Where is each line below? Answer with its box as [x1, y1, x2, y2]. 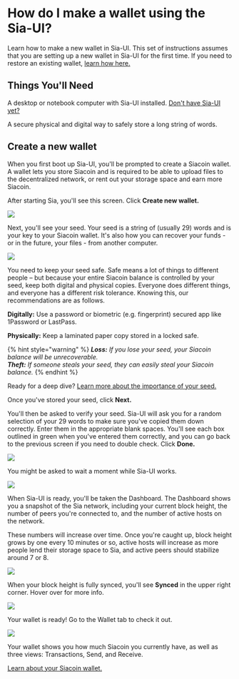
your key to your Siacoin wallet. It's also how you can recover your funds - [7, 230, 226, 240]
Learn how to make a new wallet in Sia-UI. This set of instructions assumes [7, 44, 228, 52]
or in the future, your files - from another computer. [7, 238, 158, 247]
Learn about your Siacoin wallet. [7, 663, 102, 672]
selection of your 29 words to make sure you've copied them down [7, 417, 205, 425]
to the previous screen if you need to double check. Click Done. [7, 439, 195, 448]
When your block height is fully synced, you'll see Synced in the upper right [7, 580, 231, 589]
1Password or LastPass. [7, 317, 77, 326]
